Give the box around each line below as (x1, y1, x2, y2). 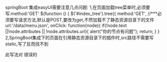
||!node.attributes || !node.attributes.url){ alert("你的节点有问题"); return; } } (5, 28, 160, 34)
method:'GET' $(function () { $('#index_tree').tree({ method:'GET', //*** (10, 10, 157, 16)
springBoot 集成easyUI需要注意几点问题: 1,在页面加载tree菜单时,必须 (5, 4, 146, 10)
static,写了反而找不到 (5, 41, 48, 46)
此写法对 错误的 (5, 51, 37, 57)
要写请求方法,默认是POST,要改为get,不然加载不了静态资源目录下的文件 (9, 17, 154, 22)
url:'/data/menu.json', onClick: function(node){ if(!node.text (5, 22, 127, 28)
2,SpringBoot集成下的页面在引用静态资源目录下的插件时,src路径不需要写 (5, 34, 154, 40)
